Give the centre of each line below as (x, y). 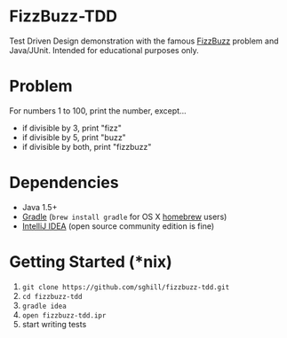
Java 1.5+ (40, 207)
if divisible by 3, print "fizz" (72, 128)
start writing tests (54, 324)
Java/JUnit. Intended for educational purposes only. (104, 50)
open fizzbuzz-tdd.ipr (64, 315)
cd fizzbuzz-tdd (52, 296)
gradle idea (44, 306)
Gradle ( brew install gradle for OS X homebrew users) (124, 216)
